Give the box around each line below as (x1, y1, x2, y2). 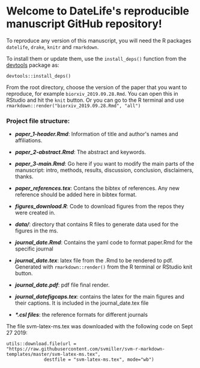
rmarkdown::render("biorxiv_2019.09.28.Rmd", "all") (6, 102, 141, 109)
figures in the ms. (14, 227, 59, 234)
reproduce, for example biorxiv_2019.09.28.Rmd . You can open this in (6, 90, 178, 97)
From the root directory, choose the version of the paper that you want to (6, 83, 187, 91)
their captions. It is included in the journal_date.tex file (14, 299, 149, 307)
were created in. (14, 209, 56, 216)
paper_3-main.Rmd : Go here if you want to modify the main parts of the (14, 160, 195, 167)
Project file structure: (6, 116, 70, 125)
